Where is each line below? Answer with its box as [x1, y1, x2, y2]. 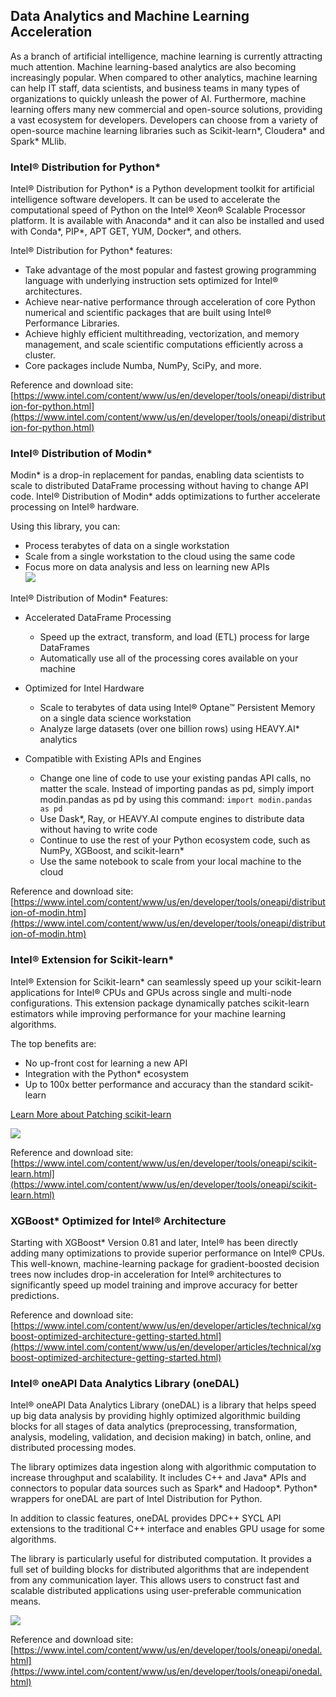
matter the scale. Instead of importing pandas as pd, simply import [39, 783, 315, 795]
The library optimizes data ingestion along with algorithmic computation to [10, 1461, 317, 1473]
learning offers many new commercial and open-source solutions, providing [10, 103, 323, 115]
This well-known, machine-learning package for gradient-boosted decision [10, 1258, 320, 1269]
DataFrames [39, 642, 90, 654]
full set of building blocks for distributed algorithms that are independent [10, 1564, 310, 1576]
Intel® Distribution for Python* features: [10, 245, 173, 257]
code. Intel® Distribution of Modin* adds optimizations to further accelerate [10, 490, 321, 503]
